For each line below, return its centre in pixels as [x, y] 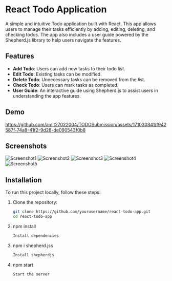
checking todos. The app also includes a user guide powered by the [77, 34]
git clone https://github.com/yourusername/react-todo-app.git [82, 212]
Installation [24, 180]
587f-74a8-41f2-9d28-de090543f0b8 [46, 130]
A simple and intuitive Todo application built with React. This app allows [81, 24]
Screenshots [26, 146]
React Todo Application [56, 10]
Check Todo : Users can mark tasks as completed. [66, 85]
